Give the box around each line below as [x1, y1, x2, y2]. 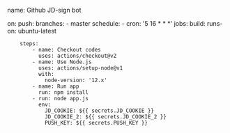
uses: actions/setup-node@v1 [38, 65, 123, 72]
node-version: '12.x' [44, 77, 108, 84]
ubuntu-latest [17, 27, 57, 35]
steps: [20, 40, 39, 47]
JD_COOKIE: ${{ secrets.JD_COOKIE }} [44, 107, 155, 114]
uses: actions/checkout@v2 [38, 52, 117, 59]
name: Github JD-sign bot [7, 6, 82, 14]
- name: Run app [32, 83, 79, 90]
